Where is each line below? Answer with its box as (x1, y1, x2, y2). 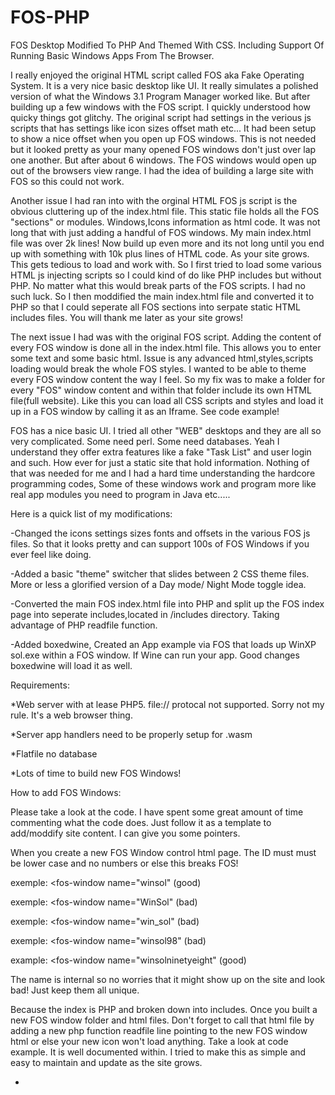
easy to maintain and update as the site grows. (10, 1056, 203, 1068)
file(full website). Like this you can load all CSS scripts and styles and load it (10, 394, 324, 406)
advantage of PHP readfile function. (10, 619, 158, 631)
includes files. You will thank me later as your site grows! (10, 311, 244, 323)
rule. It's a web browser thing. (10, 709, 133, 721)
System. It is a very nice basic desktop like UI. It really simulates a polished (10, 79, 319, 91)
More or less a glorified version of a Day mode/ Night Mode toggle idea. (10, 578, 307, 590)
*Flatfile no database (10, 747, 98, 760)
